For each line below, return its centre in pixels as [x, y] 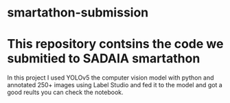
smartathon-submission [78, 13]
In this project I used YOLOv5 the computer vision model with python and [111, 78]
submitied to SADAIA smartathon [104, 59]
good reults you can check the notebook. [65, 92]
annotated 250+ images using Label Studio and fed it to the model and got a [115, 85]
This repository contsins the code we [115, 44]
